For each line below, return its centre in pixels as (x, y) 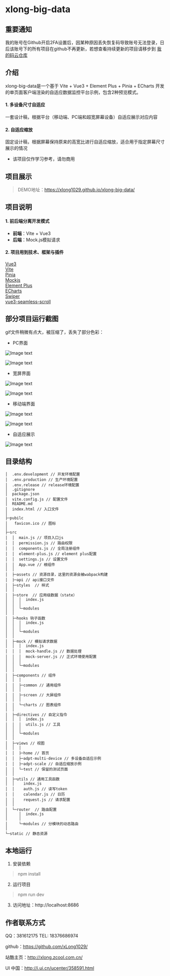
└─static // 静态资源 (27, 834)
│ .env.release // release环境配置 (42, 485)
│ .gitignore (20, 490)
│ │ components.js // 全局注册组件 (42, 549)
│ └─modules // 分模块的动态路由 (42, 824)
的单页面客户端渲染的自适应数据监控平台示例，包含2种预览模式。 (73, 92)
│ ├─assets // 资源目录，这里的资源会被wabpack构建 (56, 575)
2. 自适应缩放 (19, 129)
